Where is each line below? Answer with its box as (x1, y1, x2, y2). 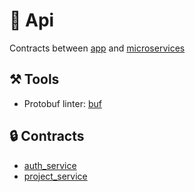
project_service (23, 170, 88, 182)
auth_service (23, 159, 77, 171)
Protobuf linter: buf (23, 97, 102, 109)
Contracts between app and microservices (9, 42, 186, 54)
